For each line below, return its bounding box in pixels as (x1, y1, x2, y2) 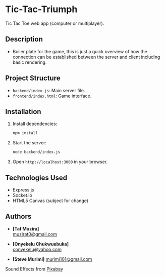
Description (5, 35, 43, 44)
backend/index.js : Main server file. (12, 87, 85, 93)
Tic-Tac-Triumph (5, 4, 78, 15)
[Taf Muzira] (12, 225, 39, 231)
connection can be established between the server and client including (12, 54, 160, 60)
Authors (5, 212, 32, 221)
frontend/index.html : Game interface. (12, 93, 92, 99)
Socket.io (12, 192, 33, 198)
